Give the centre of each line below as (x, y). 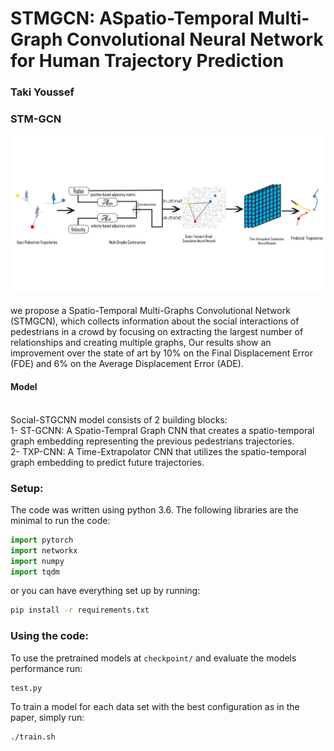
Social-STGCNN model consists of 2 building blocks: (119, 419)
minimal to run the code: (60, 520)
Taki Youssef (42, 92)
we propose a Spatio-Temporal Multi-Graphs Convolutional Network (150, 311)
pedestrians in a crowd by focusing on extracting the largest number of (157, 332)
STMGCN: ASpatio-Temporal (132, 18)
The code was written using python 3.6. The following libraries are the (154, 509)
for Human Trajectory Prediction (147, 61)
